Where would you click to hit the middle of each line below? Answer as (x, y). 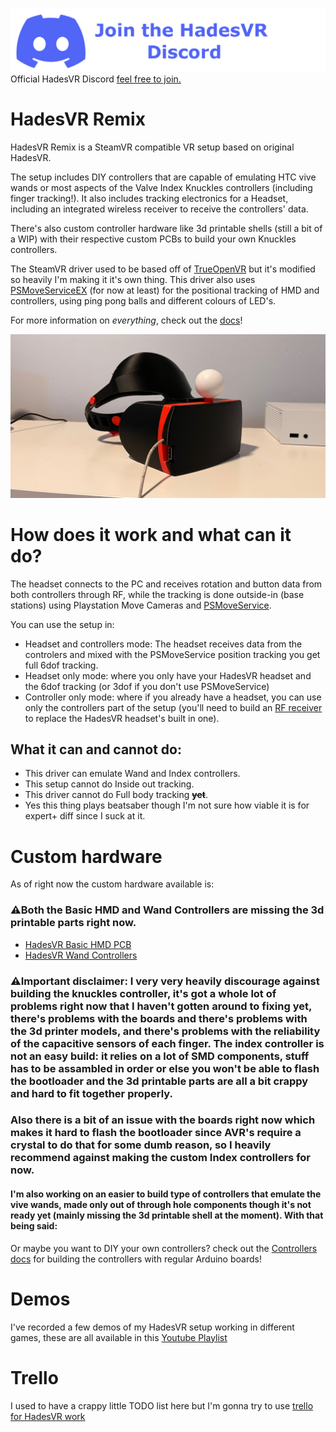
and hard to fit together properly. (91, 1093)
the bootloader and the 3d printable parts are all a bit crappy (159, 1081)
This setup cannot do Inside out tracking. (109, 784)
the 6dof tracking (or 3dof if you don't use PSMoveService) (147, 686)
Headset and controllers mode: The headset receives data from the (163, 644)
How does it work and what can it (151, 534)
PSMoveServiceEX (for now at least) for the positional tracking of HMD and (165, 290)
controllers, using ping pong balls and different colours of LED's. (143, 300)
